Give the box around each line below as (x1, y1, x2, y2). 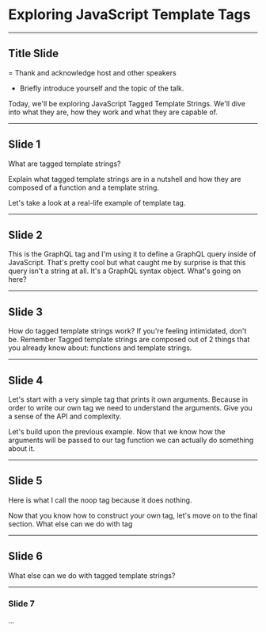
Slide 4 (8, 373, 44, 387)
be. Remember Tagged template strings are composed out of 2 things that (8, 335, 250, 345)
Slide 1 (8, 137, 41, 152)
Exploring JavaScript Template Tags (8, 6, 251, 24)
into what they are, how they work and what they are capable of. (8, 107, 218, 117)
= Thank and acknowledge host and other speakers (8, 67, 177, 77)
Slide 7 (8, 598, 36, 609)
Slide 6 (8, 549, 44, 563)
